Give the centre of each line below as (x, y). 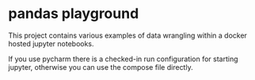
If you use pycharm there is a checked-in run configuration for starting (123, 59)
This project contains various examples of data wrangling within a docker (128, 35)
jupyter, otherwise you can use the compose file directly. (101, 67)
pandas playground (74, 14)
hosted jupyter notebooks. (51, 43)
